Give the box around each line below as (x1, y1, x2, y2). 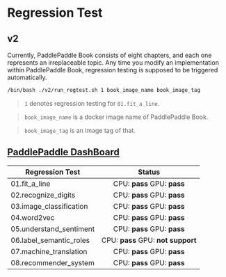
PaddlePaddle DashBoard (7, 146, 120, 158)
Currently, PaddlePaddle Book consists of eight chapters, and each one (7, 51, 212, 59)
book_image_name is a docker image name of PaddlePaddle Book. (24, 113, 209, 121)
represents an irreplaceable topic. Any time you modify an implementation (7, 58, 219, 67)
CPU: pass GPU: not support (101, 235, 197, 245)
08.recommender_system (10, 258, 95, 267)
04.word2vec (10, 212, 55, 222)
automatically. (7, 73, 47, 81)
